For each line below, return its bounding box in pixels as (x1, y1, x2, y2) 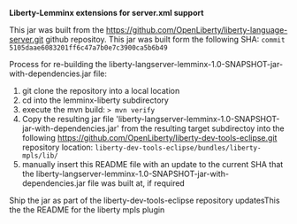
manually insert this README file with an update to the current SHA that (21, 159, 284, 169)
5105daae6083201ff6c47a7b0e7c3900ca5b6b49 (9, 43, 168, 52)
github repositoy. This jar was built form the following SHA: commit (45, 35, 286, 44)
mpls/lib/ (21, 151, 59, 160)
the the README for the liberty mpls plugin (9, 205, 165, 215)
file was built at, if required (87, 178, 186, 189)
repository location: (21, 142, 94, 152)
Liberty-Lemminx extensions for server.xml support (9, 8, 204, 18)
